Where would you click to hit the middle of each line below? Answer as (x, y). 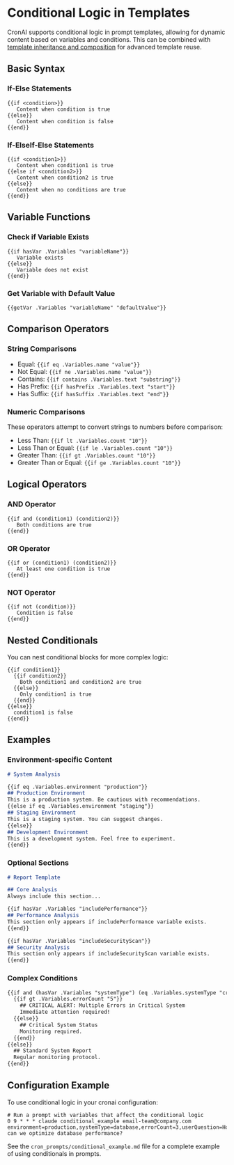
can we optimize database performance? (65, 1133)
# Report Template (34, 877)
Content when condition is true (63, 109)
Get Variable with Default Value (61, 293)
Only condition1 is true (56, 694)
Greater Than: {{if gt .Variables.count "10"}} (86, 455)
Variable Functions (49, 217)
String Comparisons (42, 349)
